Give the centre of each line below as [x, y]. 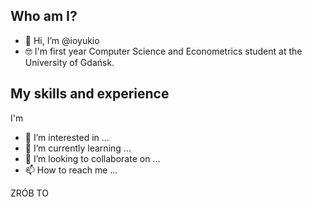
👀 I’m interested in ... [67, 137]
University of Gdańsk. [69, 62]
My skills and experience [90, 94]
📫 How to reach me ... [71, 170]
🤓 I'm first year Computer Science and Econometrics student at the [163, 51]
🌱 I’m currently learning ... [78, 148]
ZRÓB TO [29, 193]
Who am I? [44, 16]
